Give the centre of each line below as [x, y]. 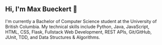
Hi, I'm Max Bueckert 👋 [41, 9]
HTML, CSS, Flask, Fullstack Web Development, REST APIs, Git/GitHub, [78, 32]
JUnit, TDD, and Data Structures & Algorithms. [53, 37]
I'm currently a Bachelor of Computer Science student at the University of [81, 21]
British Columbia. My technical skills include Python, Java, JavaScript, [77, 26]
